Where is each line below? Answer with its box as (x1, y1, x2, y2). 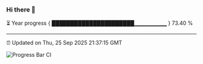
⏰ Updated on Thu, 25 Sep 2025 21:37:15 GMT (6, 39, 123, 46)
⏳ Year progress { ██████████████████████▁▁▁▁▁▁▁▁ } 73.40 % (6, 19, 193, 27)
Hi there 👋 (6, 5, 36, 14)
